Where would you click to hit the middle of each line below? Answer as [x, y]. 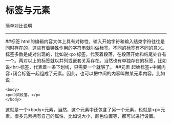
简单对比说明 [19, 26]
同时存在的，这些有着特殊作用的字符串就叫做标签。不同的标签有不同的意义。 [86, 48]
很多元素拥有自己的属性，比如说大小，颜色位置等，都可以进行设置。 [86, 116]
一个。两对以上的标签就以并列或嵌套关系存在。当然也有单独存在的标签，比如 [86, 60]
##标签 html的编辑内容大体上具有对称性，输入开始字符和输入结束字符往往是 [85, 41]
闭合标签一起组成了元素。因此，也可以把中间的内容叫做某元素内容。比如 [89, 73]
